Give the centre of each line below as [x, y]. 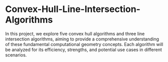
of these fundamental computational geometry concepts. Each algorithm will [84, 44]
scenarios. [16, 55]
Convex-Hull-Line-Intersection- [73, 9]
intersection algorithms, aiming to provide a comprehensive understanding [82, 39]
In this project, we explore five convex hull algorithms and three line [75, 33]
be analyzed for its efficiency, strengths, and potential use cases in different [83, 49]
